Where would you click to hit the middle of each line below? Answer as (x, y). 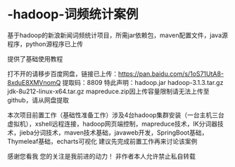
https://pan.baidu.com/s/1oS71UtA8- (171, 74)
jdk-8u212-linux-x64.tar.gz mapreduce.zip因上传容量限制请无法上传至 (108, 91)
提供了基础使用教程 (35, 59)
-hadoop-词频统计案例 (73, 14)
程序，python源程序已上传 (45, 44)
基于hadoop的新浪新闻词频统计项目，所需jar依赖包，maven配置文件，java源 (118, 35)
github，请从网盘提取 (38, 100)
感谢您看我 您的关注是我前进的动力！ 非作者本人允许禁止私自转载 (101, 156)
